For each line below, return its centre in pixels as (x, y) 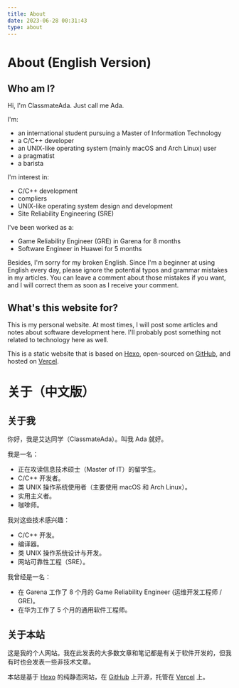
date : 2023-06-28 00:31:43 (47, 21)
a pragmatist (36, 156)
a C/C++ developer (46, 141)
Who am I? (31, 89)
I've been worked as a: (41, 228)
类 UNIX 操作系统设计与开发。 (61, 553)
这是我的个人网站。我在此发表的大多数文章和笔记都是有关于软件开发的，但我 (119, 653)
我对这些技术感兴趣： (38, 520)
